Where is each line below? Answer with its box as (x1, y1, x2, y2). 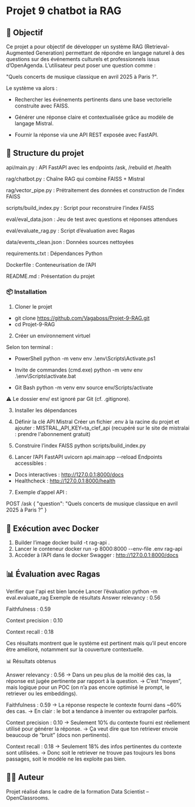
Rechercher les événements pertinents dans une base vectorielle (14, 96, 172, 103)
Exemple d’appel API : (14, 489, 68, 496)
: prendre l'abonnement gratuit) (14, 431, 91, 438)
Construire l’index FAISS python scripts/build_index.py (14, 442, 146, 449)
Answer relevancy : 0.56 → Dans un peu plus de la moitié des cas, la (6, 671, 172, 678)
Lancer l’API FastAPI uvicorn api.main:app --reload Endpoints (14, 454, 163, 461)
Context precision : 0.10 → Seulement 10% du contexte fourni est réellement (6, 719, 190, 726)
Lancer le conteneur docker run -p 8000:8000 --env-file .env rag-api (14, 545, 183, 552)
